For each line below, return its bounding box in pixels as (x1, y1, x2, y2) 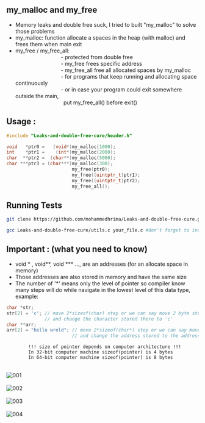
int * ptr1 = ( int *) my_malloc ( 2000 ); (6, 149, 116, 155)
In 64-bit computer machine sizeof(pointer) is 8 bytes (28, 355, 173, 361)
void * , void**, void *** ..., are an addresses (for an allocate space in (15, 260, 188, 268)
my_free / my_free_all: (15, 47, 70, 54)
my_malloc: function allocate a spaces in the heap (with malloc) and (15, 34, 186, 41)
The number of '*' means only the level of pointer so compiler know (15, 280, 185, 287)
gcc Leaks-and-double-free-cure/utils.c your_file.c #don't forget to (6, 227, 190, 233)
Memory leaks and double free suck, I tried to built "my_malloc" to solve (15, 21, 196, 28)
